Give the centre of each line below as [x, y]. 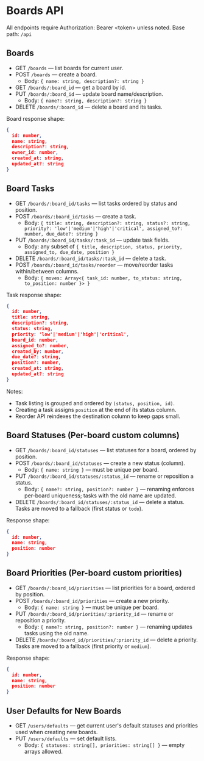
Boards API [35, 11]
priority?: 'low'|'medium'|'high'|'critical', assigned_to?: [103, 229]
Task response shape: [34, 295]
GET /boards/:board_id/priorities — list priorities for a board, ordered [105, 588]
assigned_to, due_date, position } [69, 252]
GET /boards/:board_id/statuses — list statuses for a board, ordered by [106, 450]
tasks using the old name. [57, 633]
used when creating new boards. [56, 732]
